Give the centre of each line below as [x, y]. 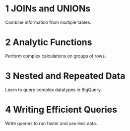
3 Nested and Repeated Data [65, 76]
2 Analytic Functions [49, 42]
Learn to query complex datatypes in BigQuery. [54, 89]
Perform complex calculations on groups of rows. [56, 56]
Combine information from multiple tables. [48, 22]
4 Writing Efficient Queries [61, 110]
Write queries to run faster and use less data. [51, 123]
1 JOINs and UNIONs [48, 9]
